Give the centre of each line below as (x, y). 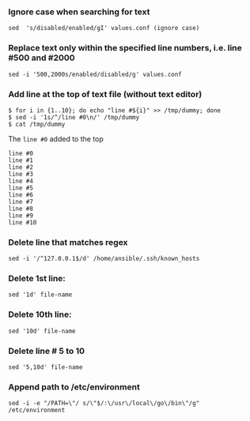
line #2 (21, 167)
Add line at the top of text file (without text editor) (105, 94)
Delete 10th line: (40, 314)
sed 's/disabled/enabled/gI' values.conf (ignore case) (104, 28)
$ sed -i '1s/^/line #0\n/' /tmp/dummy (74, 117)
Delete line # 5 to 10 (47, 351)
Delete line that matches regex (68, 242)
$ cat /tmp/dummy (37, 124)
